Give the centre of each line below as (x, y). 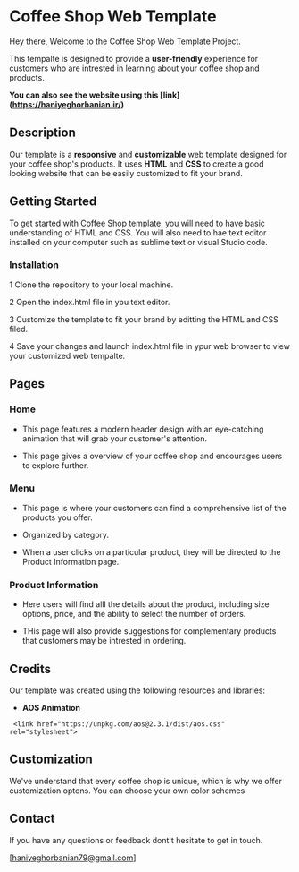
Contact (32, 819)
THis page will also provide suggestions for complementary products (149, 631)
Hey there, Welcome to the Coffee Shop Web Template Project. (125, 41)
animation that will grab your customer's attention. (115, 438)
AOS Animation (51, 707)
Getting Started (53, 202)
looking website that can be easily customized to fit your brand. (126, 173)
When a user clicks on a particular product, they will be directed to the (151, 551)
